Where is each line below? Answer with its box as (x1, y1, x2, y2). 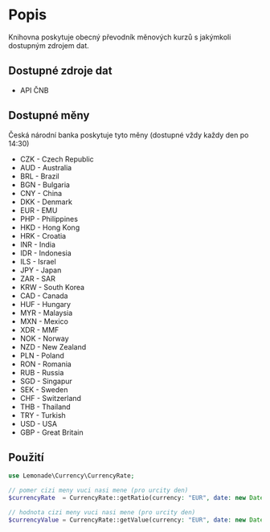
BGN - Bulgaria (19, 179, 71, 190)
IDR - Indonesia (19, 248, 72, 258)
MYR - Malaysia (19, 308, 73, 317)
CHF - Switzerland (19, 393, 82, 403)
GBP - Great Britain (19, 428, 84, 437)
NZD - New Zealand (19, 342, 87, 351)
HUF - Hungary (19, 299, 71, 309)
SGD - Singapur (19, 376, 72, 386)
